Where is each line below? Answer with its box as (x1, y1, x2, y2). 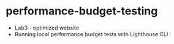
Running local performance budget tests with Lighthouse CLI (14, 30, 168, 37)
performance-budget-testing (6, 4, 158, 18)
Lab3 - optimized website (14, 24, 80, 31)
